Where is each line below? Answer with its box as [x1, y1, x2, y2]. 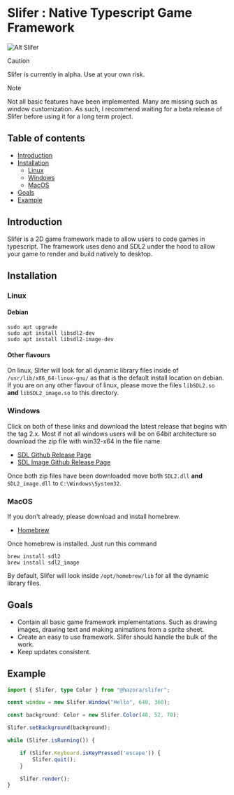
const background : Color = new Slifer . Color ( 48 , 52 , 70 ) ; [7, 712, 180, 719]
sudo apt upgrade [7, 324, 58, 331]
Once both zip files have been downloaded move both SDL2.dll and [7, 471, 203, 480]
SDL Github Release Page [17, 450, 92, 459]
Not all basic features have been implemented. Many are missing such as [7, 97, 218, 106]
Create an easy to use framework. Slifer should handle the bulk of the [17, 632, 218, 641]
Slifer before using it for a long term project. [7, 112, 133, 120]
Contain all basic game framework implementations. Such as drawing [17, 618, 217, 626]
